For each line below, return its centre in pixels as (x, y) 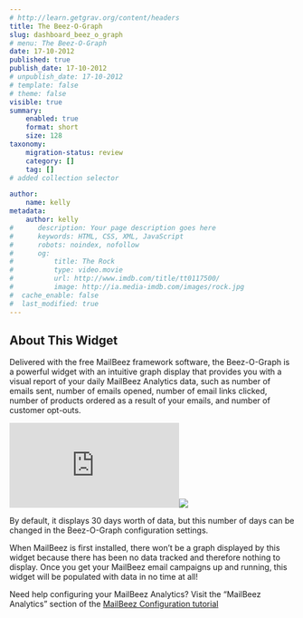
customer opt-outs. (45, 410)
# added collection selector (64, 178)
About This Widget (64, 340)
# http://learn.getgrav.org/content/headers (95, 18)
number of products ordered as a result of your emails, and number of (140, 401)
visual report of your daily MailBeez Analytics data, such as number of (140, 381)
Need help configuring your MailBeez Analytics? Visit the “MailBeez (135, 594)
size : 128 (44, 136)
